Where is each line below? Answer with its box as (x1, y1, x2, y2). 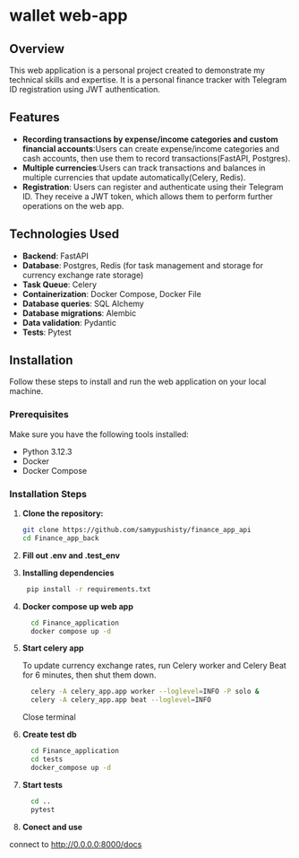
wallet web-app (9, 5, 128, 26)
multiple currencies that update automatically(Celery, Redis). (21, 171, 246, 182)
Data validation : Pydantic (21, 317, 117, 328)
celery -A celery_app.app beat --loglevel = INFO (30, 696, 212, 705)
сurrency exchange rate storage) (21, 269, 144, 280)
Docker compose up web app (21, 600, 134, 611)
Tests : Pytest (21, 327, 72, 337)
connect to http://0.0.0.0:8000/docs (9, 838, 142, 849)
